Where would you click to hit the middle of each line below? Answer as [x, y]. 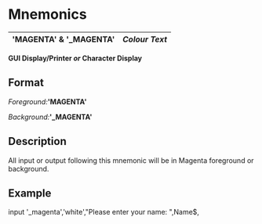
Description [37, 141]
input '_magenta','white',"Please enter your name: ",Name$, [104, 212]
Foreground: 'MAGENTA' [47, 101]
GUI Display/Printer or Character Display [75, 58]
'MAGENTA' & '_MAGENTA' [64, 39]
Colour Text [145, 39]
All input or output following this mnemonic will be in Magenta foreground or [131, 160]
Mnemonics [48, 14]
